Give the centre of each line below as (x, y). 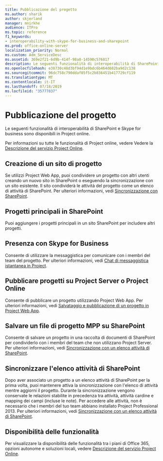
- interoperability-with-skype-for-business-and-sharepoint (67, 41)
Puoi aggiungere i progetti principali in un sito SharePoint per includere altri (80, 223)
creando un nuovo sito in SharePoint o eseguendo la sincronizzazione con (79, 181)
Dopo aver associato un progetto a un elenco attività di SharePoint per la (78, 380)
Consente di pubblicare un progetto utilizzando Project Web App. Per (74, 300)
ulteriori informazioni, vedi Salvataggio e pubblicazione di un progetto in (77, 305)
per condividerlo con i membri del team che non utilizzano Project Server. (79, 343)
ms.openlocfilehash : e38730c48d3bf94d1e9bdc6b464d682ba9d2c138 (70, 69)
